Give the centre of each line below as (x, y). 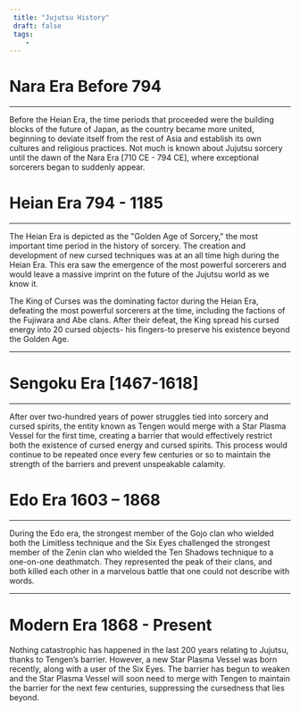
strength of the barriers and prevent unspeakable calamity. (117, 464)
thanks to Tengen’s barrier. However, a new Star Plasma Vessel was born (143, 659)
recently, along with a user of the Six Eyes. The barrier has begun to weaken (150, 669)
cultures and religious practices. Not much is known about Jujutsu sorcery (146, 148)
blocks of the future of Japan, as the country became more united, (132, 130)
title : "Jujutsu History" (61, 17)
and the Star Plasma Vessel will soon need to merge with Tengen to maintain (150, 678)
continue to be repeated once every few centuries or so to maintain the (140, 455)
